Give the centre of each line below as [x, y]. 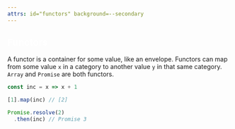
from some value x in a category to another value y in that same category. [115, 67]
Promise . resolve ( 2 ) [36, 113]
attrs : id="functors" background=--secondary [75, 14]
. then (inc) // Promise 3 [50, 119]
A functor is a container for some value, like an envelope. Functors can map [117, 59]
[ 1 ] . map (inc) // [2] [38, 100]
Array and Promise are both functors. [61, 74]
